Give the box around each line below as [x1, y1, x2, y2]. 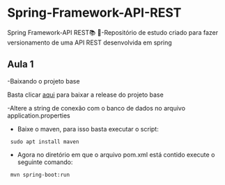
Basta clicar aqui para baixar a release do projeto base [7, 90, 164, 99]
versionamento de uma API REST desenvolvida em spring [7, 38, 172, 47]
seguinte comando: [17, 158, 73, 166]
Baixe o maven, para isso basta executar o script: [17, 124, 159, 133]
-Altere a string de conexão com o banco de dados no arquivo [7, 104, 186, 112]
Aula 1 [7, 58, 34, 70]
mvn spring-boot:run [10, 171, 70, 178]
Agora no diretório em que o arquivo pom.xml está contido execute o [17, 150, 215, 159]
